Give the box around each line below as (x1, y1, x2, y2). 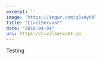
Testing (6, 47, 25, 54)
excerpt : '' (6, 8, 36, 15)
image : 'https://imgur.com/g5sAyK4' (6, 14, 97, 20)
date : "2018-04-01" (6, 25, 55, 31)
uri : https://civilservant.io (6, 31, 82, 37)
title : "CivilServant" (6, 20, 63, 26)
